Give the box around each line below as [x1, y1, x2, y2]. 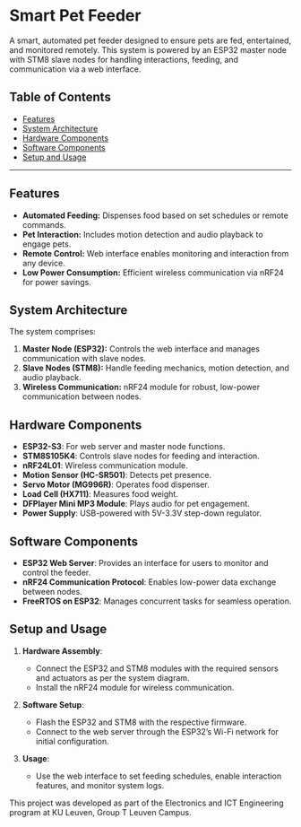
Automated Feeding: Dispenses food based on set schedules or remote [21, 210, 288, 221]
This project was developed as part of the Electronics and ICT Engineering [9, 797, 284, 808]
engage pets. [21, 239, 72, 249]
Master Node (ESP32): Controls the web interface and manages [21, 344, 260, 354]
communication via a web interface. [9, 64, 142, 74]
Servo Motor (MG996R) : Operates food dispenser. [21, 479, 210, 490]
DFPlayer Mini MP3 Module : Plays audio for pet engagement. [21, 499, 250, 509]
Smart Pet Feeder [9, 5, 142, 26]
